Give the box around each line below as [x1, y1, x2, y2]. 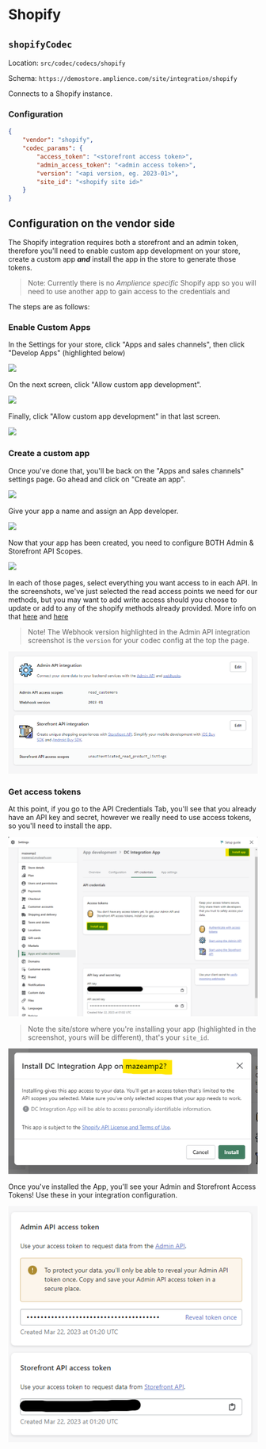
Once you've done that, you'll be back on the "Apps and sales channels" [8, 466, 244, 475]
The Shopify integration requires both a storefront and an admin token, [8, 237, 239, 247]
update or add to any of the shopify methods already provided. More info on [8, 603, 256, 612]
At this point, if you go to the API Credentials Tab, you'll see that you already [8, 804, 256, 814]
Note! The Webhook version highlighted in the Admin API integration [27, 627, 251, 636]
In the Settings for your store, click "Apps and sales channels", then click [8, 339, 245, 350]
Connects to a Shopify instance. [8, 89, 113, 98]
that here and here [8, 611, 69, 621]
